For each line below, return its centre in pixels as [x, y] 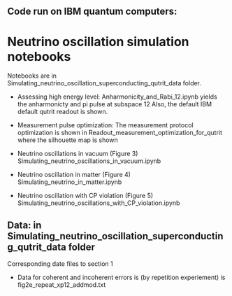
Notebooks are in [32, 76]
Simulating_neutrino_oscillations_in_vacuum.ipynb [89, 161]
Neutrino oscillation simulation [99, 42]
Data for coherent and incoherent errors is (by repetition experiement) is [121, 277]
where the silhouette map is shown [68, 140]
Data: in [24, 225]
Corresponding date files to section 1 [60, 264]
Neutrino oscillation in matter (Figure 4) [74, 175]
